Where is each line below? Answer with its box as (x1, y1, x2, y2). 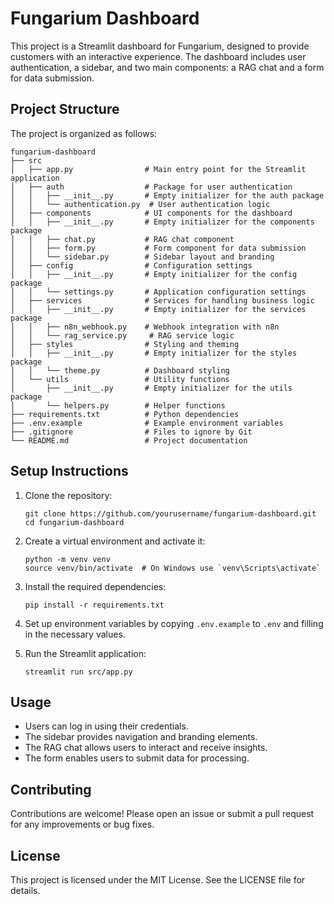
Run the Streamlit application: (24, 647, 147, 659)
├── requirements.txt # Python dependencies (10, 409, 240, 419)
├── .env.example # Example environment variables (10, 418, 284, 428)
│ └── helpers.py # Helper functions (10, 400, 226, 411)
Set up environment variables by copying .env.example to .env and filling (24, 617, 324, 629)
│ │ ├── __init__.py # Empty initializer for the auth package (10, 190, 325, 201)
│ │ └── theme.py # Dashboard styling (10, 365, 230, 376)
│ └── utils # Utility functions (10, 374, 230, 384)
